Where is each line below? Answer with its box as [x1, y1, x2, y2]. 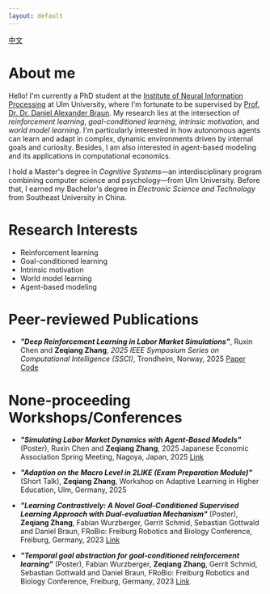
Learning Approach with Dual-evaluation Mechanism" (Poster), [19, 509, 238, 519]
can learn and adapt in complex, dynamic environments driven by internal [8, 134, 253, 143]
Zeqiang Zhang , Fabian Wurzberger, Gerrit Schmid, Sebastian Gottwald [19, 518, 260, 528]
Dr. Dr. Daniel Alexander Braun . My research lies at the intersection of [8, 108, 240, 117]
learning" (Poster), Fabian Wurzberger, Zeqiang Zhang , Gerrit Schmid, [19, 559, 258, 569]
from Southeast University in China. [8, 192, 127, 202]
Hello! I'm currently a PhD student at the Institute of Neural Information [8, 91, 244, 100]
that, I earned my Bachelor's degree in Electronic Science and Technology [8, 184, 256, 193]
